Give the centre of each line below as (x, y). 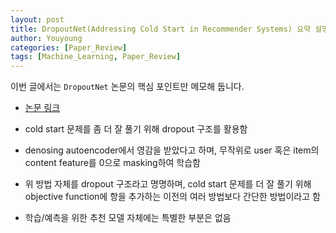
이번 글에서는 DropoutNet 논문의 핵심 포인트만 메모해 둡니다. (127, 87)
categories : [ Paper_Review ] (69, 47)
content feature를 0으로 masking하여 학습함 (112, 163)
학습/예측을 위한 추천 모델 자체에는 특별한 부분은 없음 (128, 218)
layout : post (37, 19)
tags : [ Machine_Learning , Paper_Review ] (96, 57)
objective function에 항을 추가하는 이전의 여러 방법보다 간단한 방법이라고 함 (172, 197)
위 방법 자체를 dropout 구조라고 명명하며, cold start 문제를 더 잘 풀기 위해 (168, 184)
